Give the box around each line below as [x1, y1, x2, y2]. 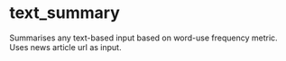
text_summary [9, 3, 120, 23]
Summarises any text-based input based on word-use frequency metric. [9, 32, 278, 43]
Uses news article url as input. [9, 41, 122, 52]
